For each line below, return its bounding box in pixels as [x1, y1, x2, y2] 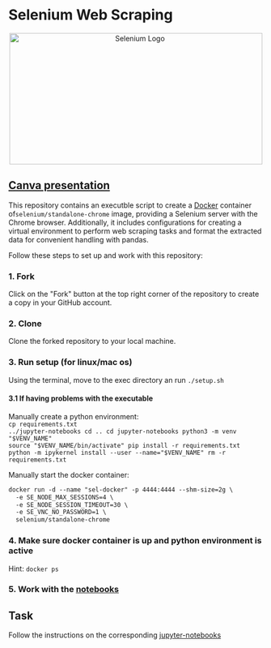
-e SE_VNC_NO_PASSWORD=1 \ [15, 509, 107, 517]
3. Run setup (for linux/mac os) [8, 357, 133, 368]
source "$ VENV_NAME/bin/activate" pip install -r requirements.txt [8, 441, 241, 449]
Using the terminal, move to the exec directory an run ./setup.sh [8, 375, 224, 384]
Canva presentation [8, 178, 111, 192]
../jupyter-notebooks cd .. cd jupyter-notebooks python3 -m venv [8, 427, 237, 436]
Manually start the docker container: [8, 470, 129, 479]
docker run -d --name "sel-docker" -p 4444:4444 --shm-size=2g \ [8, 485, 233, 494]
